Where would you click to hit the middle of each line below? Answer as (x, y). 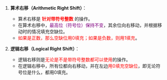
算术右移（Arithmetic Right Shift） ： (49, 8)
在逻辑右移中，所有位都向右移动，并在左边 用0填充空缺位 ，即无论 (87, 66)
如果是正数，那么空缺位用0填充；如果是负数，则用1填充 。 (79, 38)
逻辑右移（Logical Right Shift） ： (45, 49)
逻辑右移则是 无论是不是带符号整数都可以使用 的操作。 (74, 60)
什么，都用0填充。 (51, 72)
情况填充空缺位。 (50, 32)
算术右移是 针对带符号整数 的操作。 (55, 19)
